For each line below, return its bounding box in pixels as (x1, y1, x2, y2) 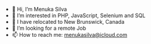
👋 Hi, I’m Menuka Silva (11, 6, 67, 12)
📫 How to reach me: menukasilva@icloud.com (11, 32, 127, 38)
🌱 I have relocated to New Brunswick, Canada (11, 18, 125, 25)
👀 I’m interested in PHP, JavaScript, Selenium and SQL (11, 12, 146, 19)
